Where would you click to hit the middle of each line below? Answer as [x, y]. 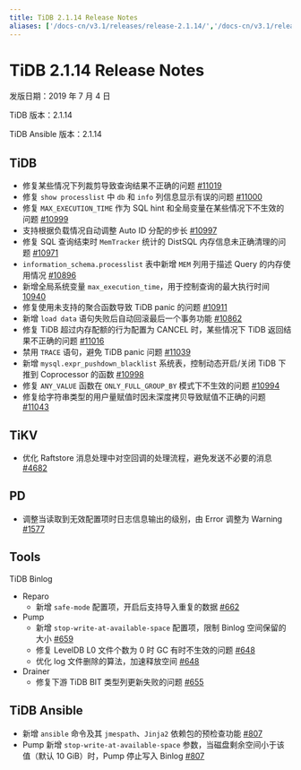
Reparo [35, 596]
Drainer [36, 671]
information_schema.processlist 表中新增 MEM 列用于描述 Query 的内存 [153, 264]
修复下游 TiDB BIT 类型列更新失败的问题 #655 [120, 681]
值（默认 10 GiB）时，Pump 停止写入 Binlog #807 [113, 756]
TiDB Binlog [31, 578]
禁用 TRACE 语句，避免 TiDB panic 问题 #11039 [106, 352]
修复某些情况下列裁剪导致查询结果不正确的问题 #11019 [122, 186]
